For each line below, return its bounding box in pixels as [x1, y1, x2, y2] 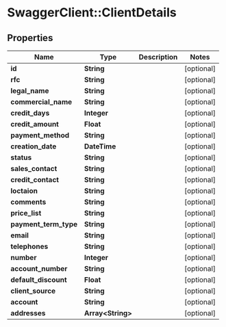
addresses [10, 309, 46, 317]
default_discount [10, 275, 67, 285]
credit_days [10, 108, 50, 118]
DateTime [84, 142, 116, 151]
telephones [10, 241, 49, 251]
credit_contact [10, 175, 60, 184]
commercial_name [10, 97, 73, 107]
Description [138, 53, 178, 62]
